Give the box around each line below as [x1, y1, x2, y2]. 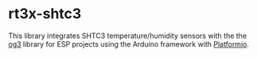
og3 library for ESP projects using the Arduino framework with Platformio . [8, 39, 249, 48]
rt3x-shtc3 [8, 5, 82, 23]
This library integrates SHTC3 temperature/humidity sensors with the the [8, 31, 247, 40]
